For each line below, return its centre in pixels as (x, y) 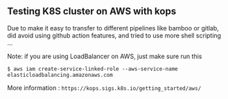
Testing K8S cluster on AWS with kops (92, 11)
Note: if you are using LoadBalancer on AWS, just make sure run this (105, 56)
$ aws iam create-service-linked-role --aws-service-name (93, 69)
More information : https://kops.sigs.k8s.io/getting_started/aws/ (104, 88)
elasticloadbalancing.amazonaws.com (60, 75)
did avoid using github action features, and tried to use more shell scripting (114, 35)
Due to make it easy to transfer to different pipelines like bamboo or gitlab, (113, 28)
